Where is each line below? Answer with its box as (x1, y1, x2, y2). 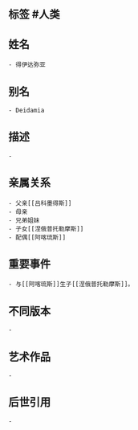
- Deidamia (8, 107, 45, 115)
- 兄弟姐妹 (8, 216, 40, 224)
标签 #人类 (8, 7, 60, 22)
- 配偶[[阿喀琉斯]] (8, 233, 67, 241)
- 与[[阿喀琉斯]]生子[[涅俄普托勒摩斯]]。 (8, 281, 134, 289)
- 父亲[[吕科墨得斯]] (8, 199, 72, 207)
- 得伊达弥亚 (8, 61, 46, 69)
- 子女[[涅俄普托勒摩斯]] (8, 224, 84, 233)
